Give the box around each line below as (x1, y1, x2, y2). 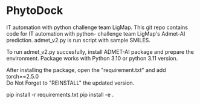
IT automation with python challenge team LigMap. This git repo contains (6, 24, 189, 31)
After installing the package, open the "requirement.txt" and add (6, 66, 166, 73)
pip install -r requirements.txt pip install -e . (6, 91, 114, 98)
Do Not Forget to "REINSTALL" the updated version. (6, 79, 135, 86)
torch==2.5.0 (6, 73, 39, 80)
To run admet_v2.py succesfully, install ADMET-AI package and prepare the (6, 48, 195, 55)
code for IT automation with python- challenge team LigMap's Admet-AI (6, 30, 185, 37)
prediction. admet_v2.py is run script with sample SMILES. (6, 36, 151, 44)
